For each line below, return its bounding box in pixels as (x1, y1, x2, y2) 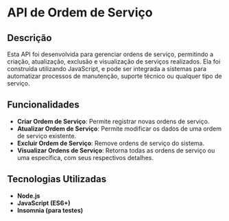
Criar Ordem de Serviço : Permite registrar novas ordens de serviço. (16, 117, 210, 125)
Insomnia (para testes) (16, 206, 84, 214)
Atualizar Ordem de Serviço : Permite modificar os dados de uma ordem (16, 125, 221, 133)
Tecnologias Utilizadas (7, 173, 107, 185)
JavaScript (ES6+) (16, 198, 71, 207)
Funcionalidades (7, 99, 80, 111)
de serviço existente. (16, 131, 77, 140)
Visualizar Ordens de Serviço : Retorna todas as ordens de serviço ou (16, 146, 215, 155)
